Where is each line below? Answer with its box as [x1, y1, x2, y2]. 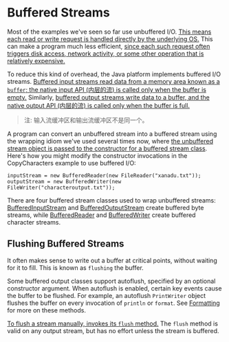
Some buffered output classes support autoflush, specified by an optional [7, 277, 216, 285]
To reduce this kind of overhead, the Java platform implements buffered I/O [7, 70, 221, 78]
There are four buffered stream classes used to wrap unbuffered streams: [7, 196, 217, 204]
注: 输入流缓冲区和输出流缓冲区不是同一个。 [23, 115, 149, 124]
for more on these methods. [7, 306, 86, 314]
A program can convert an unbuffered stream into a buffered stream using [7, 129, 217, 138]
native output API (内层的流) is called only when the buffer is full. [7, 101, 190, 109]
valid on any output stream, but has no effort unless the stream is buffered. [7, 326, 219, 334]
